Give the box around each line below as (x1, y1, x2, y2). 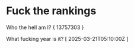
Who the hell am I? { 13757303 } (6, 24, 84, 31)
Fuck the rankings (6, 4, 97, 18)
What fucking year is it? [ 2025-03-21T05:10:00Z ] (6, 35, 129, 42)
